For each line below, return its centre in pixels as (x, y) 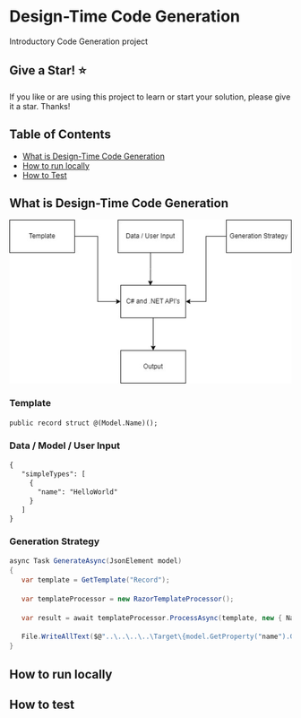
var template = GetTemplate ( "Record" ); (95, 580)
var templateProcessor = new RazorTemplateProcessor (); (128, 599)
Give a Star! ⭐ (48, 70)
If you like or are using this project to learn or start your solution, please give (150, 97)
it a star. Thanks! (40, 106)
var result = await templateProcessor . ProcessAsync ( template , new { (151, 618)
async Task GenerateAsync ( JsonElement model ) (95, 561)
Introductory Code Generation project (79, 41)
